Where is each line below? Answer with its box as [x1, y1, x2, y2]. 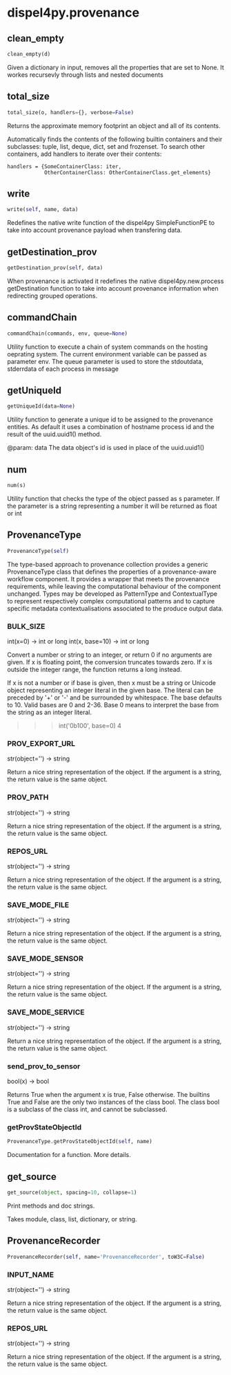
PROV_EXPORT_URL [7, 738, 76, 748]
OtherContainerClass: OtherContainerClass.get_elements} [43, 169, 212, 176]
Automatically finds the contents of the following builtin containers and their [7, 135, 223, 143]
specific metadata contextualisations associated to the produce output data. [7, 604, 224, 612]
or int [7, 509, 22, 517]
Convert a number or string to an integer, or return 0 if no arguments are [7, 650, 212, 659]
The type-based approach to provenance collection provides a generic [7, 560, 209, 568]
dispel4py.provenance [7, 5, 140, 21]
